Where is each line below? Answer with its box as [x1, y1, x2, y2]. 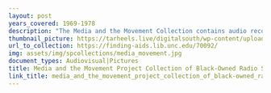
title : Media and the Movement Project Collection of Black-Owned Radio [8, 65, 258, 73]
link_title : [8, 72, 48, 80]
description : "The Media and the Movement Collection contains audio [8, 27, 248, 35]
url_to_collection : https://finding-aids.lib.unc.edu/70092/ [8, 42, 219, 50]
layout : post [8, 11, 52, 20]
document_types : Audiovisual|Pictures [8, 57, 139, 66]
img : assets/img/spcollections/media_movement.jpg [8, 49, 182, 57]
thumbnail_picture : [8, 34, 74, 43]
